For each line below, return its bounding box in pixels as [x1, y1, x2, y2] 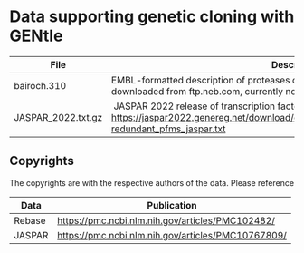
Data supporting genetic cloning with [9, 6, 295, 27]
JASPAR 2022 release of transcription [113, 100, 276, 112]
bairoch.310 [14, 79, 67, 92]
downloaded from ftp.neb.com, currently [111, 84, 283, 97]
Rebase [14, 214, 47, 227]
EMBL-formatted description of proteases [111, 73, 290, 86]
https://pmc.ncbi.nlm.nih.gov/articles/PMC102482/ [57, 214, 276, 227]
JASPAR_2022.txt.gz [14, 111, 103, 123]
